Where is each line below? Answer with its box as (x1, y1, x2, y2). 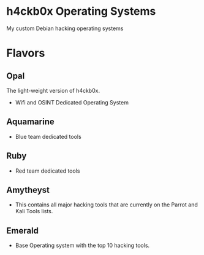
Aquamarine (6, 117, 55, 127)
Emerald (6, 226, 39, 236)
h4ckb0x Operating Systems (6, 4, 156, 18)
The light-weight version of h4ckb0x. (6, 87, 100, 94)
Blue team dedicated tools (15, 133, 81, 140)
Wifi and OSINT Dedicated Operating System (15, 98, 129, 106)
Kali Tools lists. (15, 208, 53, 215)
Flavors (6, 46, 45, 60)
